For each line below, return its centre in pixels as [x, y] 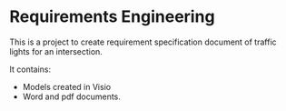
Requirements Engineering [112, 17]
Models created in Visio [67, 86]
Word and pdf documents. [71, 96]
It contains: [30, 69]
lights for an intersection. [56, 51]
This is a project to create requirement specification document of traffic [143, 42]
